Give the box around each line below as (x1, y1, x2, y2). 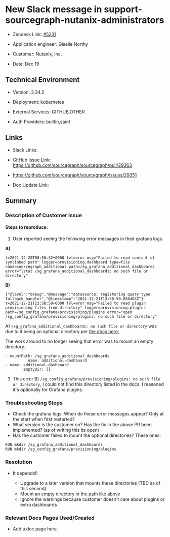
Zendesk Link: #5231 (12, 31, 57, 37)
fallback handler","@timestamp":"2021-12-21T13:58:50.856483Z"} (5, 296, 144, 302)
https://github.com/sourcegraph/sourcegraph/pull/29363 (12, 162, 133, 168)
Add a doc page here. (12, 525, 58, 532)
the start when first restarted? (12, 416, 75, 423)
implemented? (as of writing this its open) (12, 427, 100, 433)
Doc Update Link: (12, 182, 49, 188)
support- (104, 4, 143, 15)
